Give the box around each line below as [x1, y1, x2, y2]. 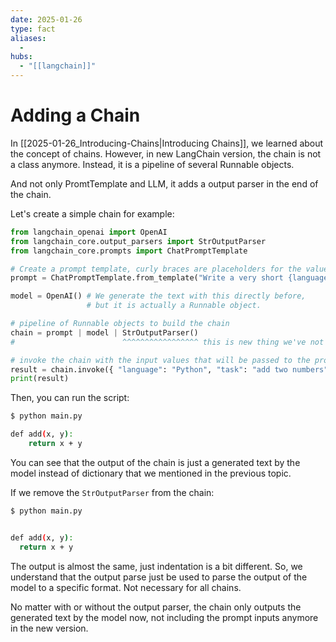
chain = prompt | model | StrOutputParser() [10, 327, 199, 338]
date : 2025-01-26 [10, 14, 83, 25]
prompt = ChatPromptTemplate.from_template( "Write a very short [10, 273, 284, 283]
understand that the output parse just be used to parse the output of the [10, 571, 308, 583]
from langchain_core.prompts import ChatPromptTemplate [10, 246, 248, 256]
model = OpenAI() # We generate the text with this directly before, [10, 291, 307, 301]
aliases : [10, 33, 47, 43]
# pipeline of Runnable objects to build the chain [10, 319, 230, 329]
